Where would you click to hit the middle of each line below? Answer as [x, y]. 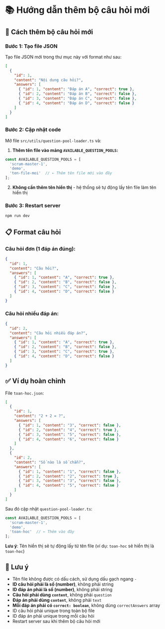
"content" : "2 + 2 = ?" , [40, 416]
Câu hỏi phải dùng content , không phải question [62, 595]
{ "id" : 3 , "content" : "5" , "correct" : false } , [70, 434]
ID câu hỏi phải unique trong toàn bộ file [53, 611]
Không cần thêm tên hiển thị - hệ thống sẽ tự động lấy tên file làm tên [84, 187]
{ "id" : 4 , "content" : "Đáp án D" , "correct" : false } [76, 103]
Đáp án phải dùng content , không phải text [57, 600]
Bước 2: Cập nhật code [33, 129]
